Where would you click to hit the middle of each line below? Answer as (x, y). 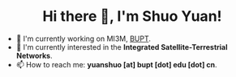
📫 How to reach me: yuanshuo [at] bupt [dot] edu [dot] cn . (116, 64)
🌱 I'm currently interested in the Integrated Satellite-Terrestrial (122, 47)
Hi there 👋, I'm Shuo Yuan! (132, 16)
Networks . (34, 55)
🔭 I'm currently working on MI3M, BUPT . (84, 38)
